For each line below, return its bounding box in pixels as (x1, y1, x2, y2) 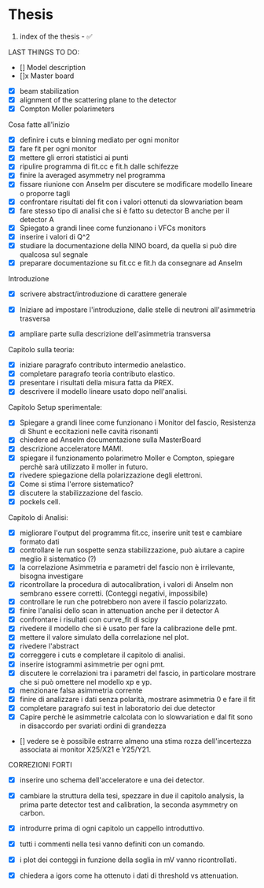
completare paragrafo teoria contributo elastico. (19, 369, 175, 379)
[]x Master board (19, 71, 75, 80)
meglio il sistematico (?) (19, 554, 97, 563)
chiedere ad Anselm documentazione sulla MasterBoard (19, 435, 202, 444)
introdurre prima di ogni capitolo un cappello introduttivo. (19, 823, 205, 833)
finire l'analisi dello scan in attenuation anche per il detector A (19, 606, 220, 615)
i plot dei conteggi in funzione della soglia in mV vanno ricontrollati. (19, 855, 237, 864)
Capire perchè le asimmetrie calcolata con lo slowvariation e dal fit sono (19, 712, 253, 722)
